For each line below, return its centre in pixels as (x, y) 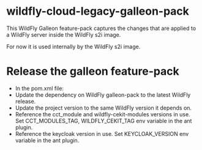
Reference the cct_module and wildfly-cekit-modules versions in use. (103, 114)
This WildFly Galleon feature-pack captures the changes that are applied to (101, 28)
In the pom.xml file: (39, 88)
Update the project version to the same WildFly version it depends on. (103, 108)
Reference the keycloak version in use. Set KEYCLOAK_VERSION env (102, 133)
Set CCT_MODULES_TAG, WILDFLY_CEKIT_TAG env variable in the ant (103, 121)
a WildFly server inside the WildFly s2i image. (64, 34)
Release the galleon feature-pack (93, 71)
